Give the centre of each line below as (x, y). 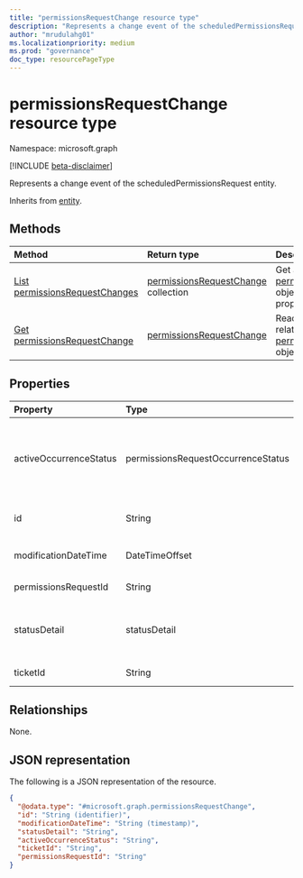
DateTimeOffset (159, 555)
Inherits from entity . (46, 200)
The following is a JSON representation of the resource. (113, 782)
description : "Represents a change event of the (102, 26)
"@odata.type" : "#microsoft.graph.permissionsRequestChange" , (137, 807)
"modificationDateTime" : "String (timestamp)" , (109, 823)
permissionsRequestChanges (76, 292)
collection (168, 292)
